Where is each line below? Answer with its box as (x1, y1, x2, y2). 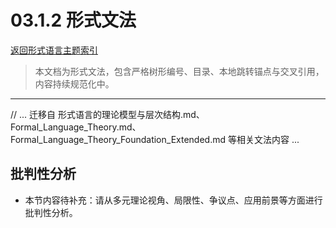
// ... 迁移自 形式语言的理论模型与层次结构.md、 (10, 108, 205, 120)
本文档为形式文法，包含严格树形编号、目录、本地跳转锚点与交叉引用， (34, 65, 325, 77)
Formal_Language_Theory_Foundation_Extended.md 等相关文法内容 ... (10, 133, 300, 145)
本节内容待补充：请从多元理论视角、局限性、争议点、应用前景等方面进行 (24, 194, 323, 206)
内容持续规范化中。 (34, 77, 115, 90)
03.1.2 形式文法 (10, 9, 137, 32)
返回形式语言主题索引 (10, 44, 98, 56)
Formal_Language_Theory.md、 (10, 121, 142, 133)
